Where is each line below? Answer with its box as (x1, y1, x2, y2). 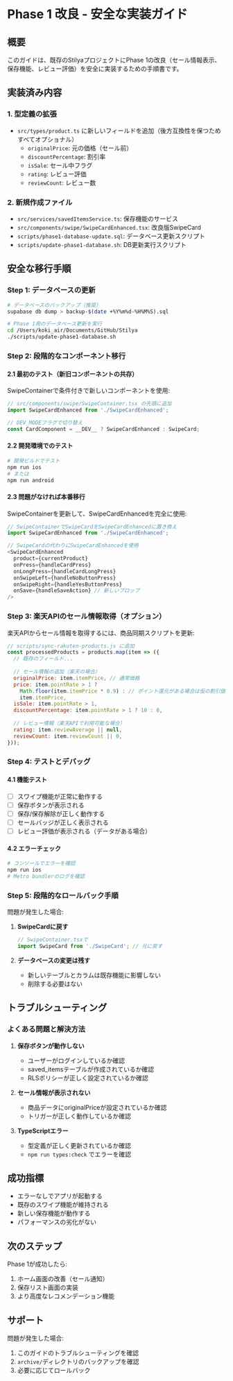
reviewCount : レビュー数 (27, 178, 96, 187)
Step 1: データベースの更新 (7, 285, 96, 295)
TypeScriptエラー (17, 1126, 69, 1135)
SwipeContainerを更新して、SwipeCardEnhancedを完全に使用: (7, 509, 187, 518)
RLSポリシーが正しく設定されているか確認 (27, 1074, 149, 1082)
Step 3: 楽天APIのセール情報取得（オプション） (7, 611, 166, 621)
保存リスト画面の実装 (17, 1283, 78, 1291)
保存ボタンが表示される (17, 801, 85, 809)
